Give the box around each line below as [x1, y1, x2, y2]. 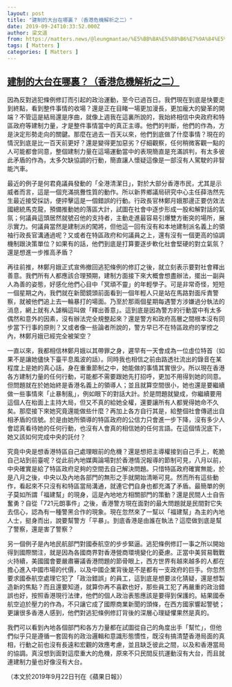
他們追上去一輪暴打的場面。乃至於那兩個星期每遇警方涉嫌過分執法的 [30, 297, 225, 306]
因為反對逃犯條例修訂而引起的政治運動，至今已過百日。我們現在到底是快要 [7, 95, 219, 103]
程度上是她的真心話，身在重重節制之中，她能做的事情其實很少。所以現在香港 [7, 364, 225, 372]
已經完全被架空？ [43, 332, 92, 340]
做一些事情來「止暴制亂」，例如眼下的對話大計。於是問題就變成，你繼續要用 [7, 389, 222, 397]
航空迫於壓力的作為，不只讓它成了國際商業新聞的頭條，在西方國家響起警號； [7, 599, 225, 608]
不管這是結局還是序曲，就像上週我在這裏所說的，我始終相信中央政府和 [19, 112, 219, 121]
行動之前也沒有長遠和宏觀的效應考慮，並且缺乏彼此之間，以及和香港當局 [19, 640, 225, 648]
